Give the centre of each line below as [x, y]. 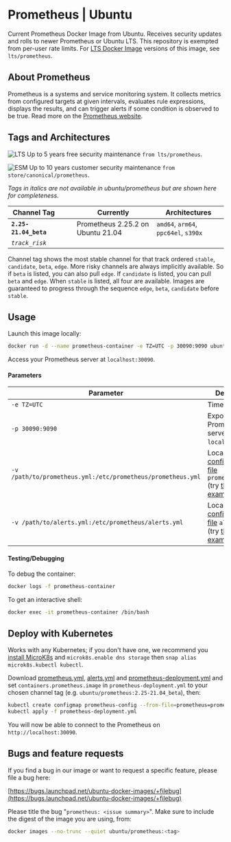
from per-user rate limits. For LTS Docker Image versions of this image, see [114, 48]
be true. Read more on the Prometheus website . [75, 116]
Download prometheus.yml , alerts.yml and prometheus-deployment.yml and [115, 678]
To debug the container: [42, 574]
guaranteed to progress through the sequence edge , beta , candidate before [113, 288]
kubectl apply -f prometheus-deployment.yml [72, 712]
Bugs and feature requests [66, 754]
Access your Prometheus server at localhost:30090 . [82, 359]
